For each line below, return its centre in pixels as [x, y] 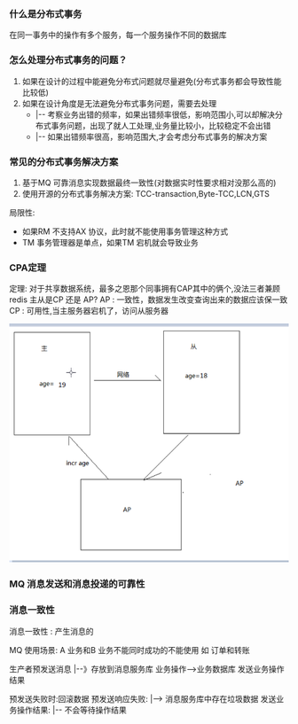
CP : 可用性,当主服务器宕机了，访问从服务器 [89, 311]
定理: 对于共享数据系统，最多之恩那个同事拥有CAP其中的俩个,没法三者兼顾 [145, 289]
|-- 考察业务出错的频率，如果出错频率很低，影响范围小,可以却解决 [155, 114]
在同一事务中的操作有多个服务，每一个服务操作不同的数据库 [118, 35]
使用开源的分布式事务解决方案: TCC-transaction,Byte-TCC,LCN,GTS [146, 193]
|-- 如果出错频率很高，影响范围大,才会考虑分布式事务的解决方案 [151, 136]
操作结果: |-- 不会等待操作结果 [71, 710]
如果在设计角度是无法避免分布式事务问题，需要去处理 [119, 103]
